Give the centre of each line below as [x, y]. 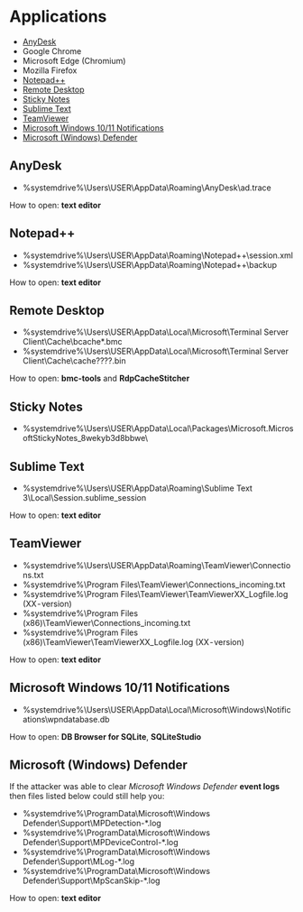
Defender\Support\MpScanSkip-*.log [91, 880]
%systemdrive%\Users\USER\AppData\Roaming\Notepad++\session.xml [157, 255]
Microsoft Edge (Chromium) [74, 60]
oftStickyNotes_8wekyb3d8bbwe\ [85, 438]
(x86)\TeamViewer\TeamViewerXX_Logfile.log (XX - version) [133, 641]
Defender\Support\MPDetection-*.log [92, 824]
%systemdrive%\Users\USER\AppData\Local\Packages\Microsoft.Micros [158, 428]
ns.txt [33, 575]
